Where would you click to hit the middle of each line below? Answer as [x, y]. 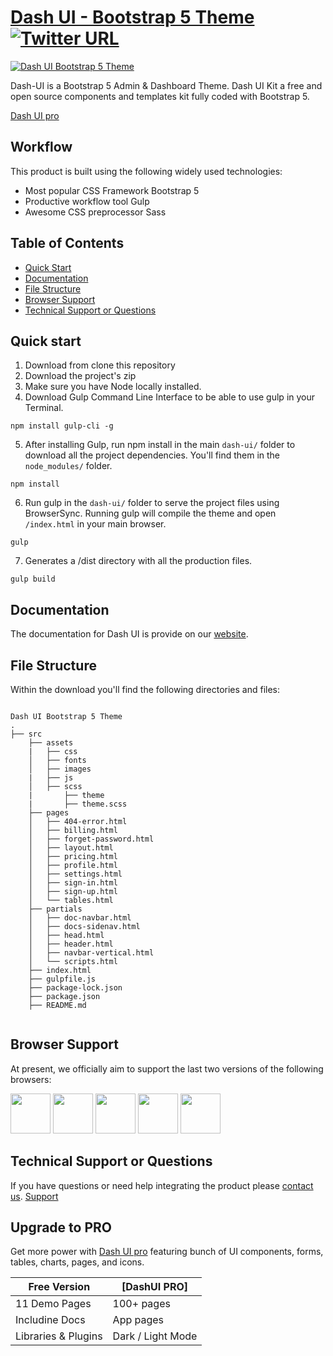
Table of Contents [67, 243]
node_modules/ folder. [68, 466]
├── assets [51, 743]
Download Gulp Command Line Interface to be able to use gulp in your [170, 397]
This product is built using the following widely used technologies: [146, 171]
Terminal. [44, 408]
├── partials [55, 909]
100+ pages [141, 1304]
